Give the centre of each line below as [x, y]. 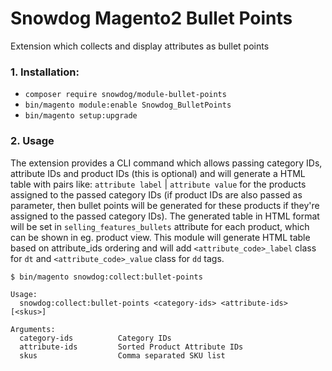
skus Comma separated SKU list [122, 355]
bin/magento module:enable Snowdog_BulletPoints [128, 105]
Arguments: [33, 329]
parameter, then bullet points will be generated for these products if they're [165, 205]
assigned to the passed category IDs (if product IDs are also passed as [156, 194]
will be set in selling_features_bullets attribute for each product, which [160, 226]
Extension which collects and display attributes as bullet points [140, 46]
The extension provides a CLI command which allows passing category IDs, [166, 163]
